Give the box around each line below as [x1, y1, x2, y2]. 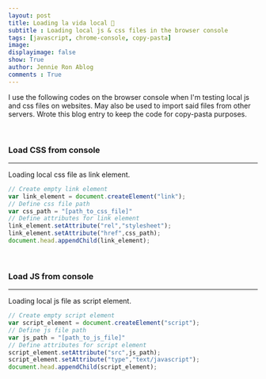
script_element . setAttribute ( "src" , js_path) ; [8, 348, 161, 357]
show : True [8, 56, 44, 64]
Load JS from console [8, 270, 94, 281]
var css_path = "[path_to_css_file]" [8, 207, 133, 215]
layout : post [8, 11, 51, 20]
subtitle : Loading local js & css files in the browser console [8, 26, 228, 34]
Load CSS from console [8, 144, 101, 155]
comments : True [8, 71, 62, 78]
